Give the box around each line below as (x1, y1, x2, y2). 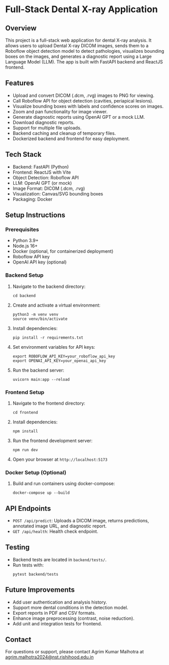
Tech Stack (5, 150, 42, 159)
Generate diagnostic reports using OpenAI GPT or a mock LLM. (12, 114, 145, 120)
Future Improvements (5, 585, 75, 594)
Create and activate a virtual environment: (12, 302, 100, 308)
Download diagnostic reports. (12, 119, 75, 125)
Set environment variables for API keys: (12, 344, 95, 350)
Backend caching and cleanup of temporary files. (12, 130, 116, 136)
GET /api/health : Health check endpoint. (12, 528, 98, 535)
